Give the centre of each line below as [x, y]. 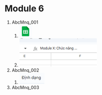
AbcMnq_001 [25, 22]
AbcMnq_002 [25, 70]
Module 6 [24, 9]
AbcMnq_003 [25, 87]
